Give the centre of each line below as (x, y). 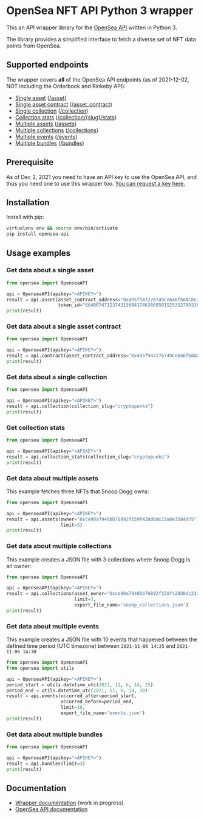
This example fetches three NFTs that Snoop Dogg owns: (78, 491)
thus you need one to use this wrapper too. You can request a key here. (96, 183)
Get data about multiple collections (59, 546)
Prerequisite (30, 162)
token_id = (70, 305)
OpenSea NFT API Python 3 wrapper (100, 11)
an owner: (19, 566)
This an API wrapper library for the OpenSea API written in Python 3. (92, 27)
